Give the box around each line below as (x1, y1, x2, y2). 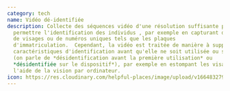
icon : (7, 73, 23, 81)
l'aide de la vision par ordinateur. (13, 67, 121, 74)
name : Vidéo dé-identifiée (7, 16, 84, 23)
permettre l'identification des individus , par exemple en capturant (13, 29, 219, 36)
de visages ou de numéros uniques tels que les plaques (13, 36, 176, 42)
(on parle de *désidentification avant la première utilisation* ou (13, 55, 213, 62)
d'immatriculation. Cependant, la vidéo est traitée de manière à (13, 42, 210, 49)
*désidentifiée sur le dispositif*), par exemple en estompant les (13, 61, 210, 68)
